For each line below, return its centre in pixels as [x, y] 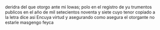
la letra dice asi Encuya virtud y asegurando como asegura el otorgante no [80, 17]
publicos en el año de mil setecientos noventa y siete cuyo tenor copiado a [80, 12]
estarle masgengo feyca [29, 22]
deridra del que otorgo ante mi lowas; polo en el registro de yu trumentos [79, 7]
